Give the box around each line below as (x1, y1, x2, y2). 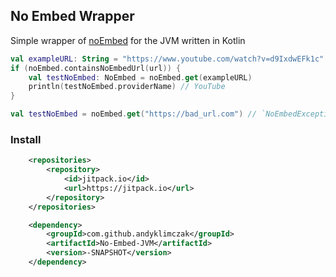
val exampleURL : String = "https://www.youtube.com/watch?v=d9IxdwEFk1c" (10, 54, 325, 64)
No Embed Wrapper (10, 8, 135, 25)
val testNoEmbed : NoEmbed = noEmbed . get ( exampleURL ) (28, 72, 253, 83)
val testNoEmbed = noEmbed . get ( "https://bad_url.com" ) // (10, 109, 257, 119)
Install (10, 132, 42, 146)
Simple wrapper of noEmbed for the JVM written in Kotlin (10, 34, 246, 46)
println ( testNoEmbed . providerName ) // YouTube (28, 82, 226, 92)
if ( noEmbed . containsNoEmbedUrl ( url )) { (10, 63, 182, 73)
